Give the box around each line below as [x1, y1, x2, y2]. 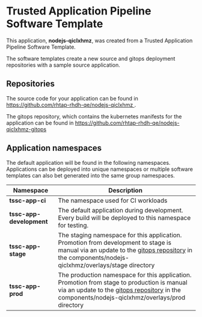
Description [108, 186, 143, 194]
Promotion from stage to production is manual [58, 278, 188, 286]
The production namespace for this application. [58, 271, 192, 279]
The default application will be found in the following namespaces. [6, 159, 171, 166]
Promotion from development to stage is [58, 238, 171, 247]
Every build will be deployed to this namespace [58, 214, 191, 222]
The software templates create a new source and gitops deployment [6, 55, 176, 62]
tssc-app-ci [9, 196, 46, 205]
